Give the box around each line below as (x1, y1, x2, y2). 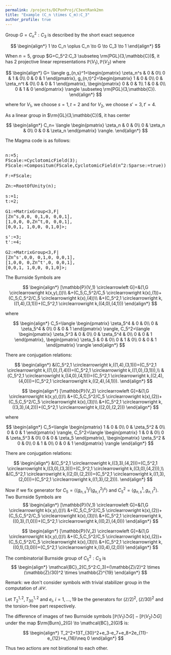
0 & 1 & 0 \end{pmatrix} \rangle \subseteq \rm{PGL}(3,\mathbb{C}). (15, 86, 156, 92)
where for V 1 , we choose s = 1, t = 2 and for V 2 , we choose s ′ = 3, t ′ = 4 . (5, 101, 156, 109)
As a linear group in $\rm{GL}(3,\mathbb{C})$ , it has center (5, 112, 131, 118)
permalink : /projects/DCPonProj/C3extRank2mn (5, 7, 103, 13)
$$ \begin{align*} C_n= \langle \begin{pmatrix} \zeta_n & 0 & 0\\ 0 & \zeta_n (6, 122, 165, 128)
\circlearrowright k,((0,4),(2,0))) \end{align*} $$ (58, 544, 159, 550)
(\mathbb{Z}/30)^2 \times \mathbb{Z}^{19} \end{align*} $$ (23, 570, 148, 576)
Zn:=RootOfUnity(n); (5, 183, 57, 189)
